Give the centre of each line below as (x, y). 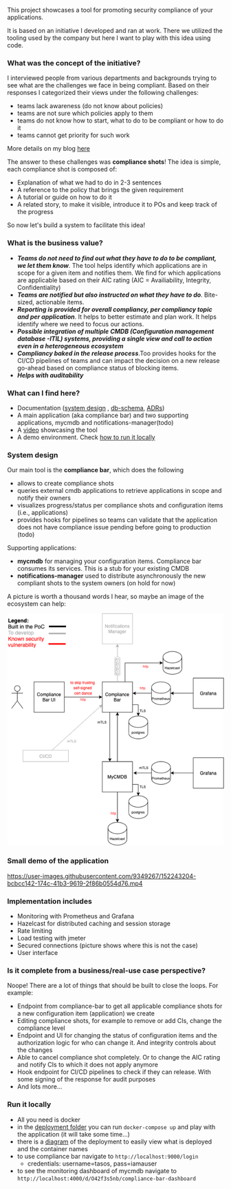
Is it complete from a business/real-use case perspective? (107, 970)
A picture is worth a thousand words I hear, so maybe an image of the (106, 597)
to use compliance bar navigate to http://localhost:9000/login (108, 1156)
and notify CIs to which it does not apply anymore (87, 1065)
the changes (35, 1050)
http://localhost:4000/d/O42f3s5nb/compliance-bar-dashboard (107, 1179)
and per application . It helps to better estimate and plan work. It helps (117, 317)
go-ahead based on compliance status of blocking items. (98, 368)
